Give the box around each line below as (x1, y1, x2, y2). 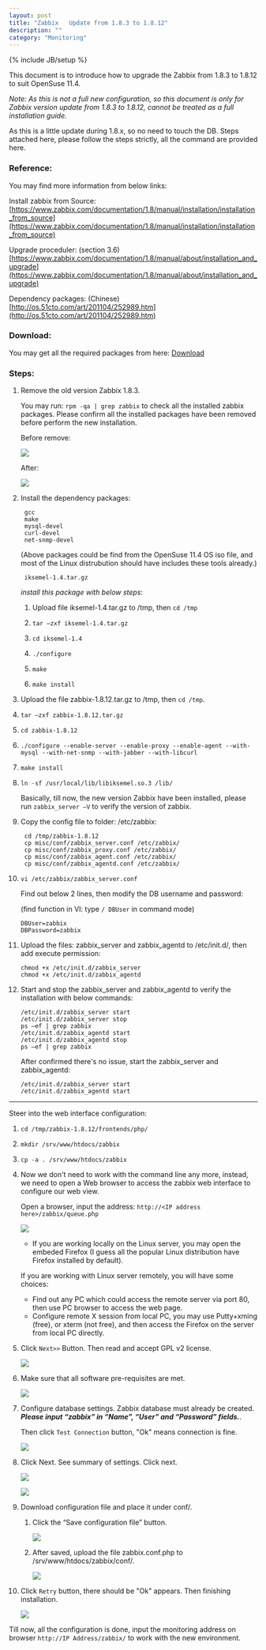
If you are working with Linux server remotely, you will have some (20, 1271, 234, 1281)
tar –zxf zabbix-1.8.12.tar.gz (20, 711, 124, 719)
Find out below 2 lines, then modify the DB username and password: (20, 889, 244, 898)
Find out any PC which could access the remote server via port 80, (32, 1295, 250, 1304)
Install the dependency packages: (20, 493, 131, 503)
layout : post (9, 11, 52, 20)
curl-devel (24, 530, 60, 538)
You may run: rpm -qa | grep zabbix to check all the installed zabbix (20, 401, 244, 411)
